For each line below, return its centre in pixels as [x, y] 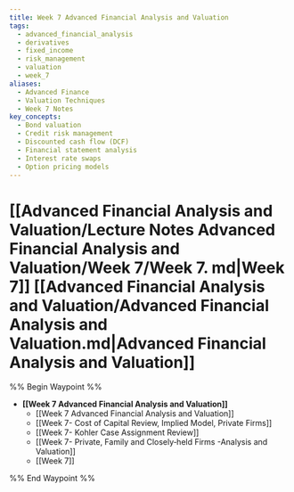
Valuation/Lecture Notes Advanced [143, 230]
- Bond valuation [49, 126]
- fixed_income [45, 51]
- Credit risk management [65, 134]
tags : [19, 26]
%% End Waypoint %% [52, 479]
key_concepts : [36, 117]
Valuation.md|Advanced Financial [138, 343]
